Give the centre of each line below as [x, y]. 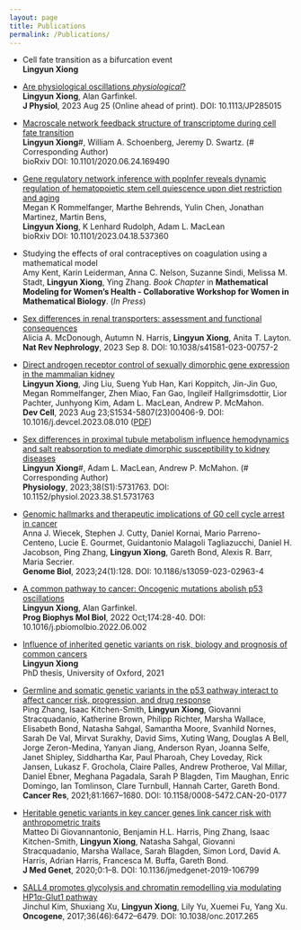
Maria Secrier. [48, 562]
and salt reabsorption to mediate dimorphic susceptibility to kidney [146, 449]
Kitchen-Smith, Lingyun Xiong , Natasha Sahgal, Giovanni [128, 842]
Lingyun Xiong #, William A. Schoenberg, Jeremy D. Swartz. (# [138, 142]
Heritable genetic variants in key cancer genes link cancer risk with [146, 813]
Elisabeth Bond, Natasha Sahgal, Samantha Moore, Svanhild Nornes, [149, 729]
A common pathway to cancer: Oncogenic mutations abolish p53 [142, 589]
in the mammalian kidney [68, 375]
